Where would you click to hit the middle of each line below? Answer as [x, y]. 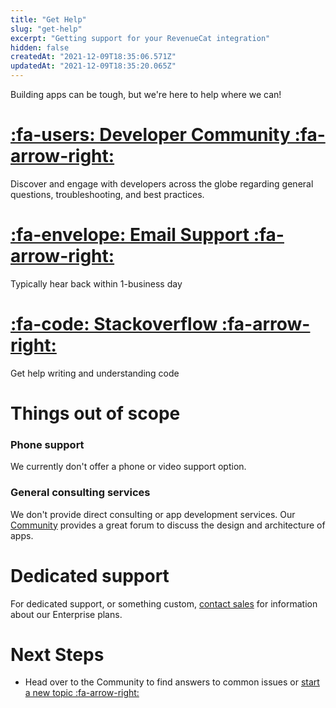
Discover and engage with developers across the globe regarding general [162, 183]
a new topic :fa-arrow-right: [82, 693]
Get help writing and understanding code [95, 373]
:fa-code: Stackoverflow [114, 324]
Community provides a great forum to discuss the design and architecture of [168, 525]
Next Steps [57, 654]
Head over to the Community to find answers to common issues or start [172, 682]
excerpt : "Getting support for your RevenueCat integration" [140, 38]
